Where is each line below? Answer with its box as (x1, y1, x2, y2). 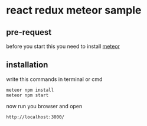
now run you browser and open (6, 102, 83, 109)
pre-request (6, 27, 52, 37)
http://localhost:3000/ (6, 114, 65, 120)
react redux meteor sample (6, 4, 142, 17)
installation (6, 60, 48, 70)
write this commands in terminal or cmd (6, 75, 103, 83)
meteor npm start (6, 92, 49, 98)
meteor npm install (6, 87, 54, 93)
